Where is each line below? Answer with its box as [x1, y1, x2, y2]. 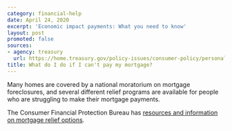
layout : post [7, 29, 45, 37]
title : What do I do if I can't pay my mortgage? [7, 61, 153, 68]
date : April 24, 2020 [7, 17, 70, 23]
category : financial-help [7, 10, 81, 17]
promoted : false [7, 36, 54, 43]
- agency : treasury [7, 49, 64, 56]
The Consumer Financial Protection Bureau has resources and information [7, 108, 218, 117]
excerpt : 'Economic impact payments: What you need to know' [7, 23, 187, 30]
